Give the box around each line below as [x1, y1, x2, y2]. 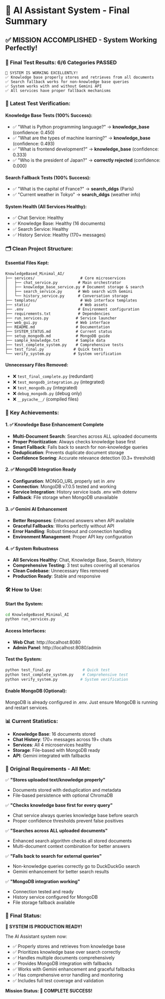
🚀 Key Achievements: [5, 409, 59, 416]
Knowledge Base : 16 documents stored [12, 731, 95, 737]
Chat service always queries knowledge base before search [12, 812, 139, 819]
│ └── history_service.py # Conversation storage [5, 293, 128, 298]
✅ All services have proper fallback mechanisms [5, 88, 111, 93]
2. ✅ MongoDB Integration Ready [5, 466, 77, 472]
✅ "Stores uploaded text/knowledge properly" [5, 777, 106, 783]
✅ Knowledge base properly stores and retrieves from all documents [5, 75, 154, 80]
